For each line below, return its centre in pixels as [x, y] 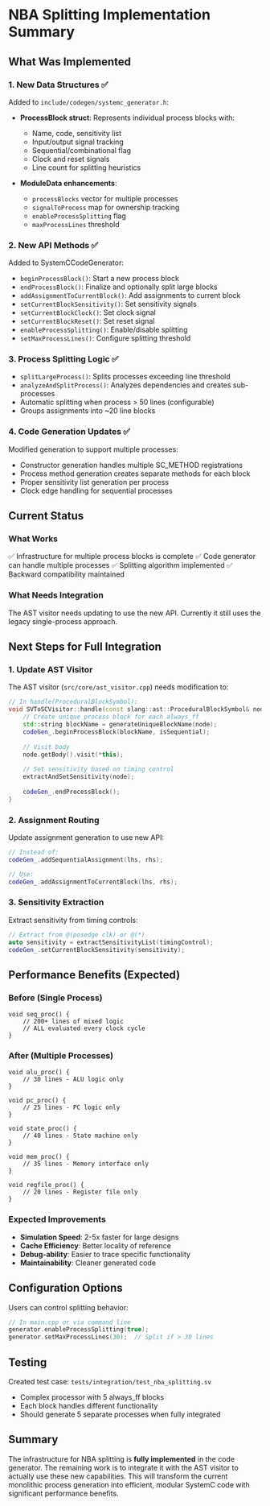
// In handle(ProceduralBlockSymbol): [73, 702]
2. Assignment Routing [54, 820]
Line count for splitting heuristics [86, 168]
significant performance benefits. [63, 1493]
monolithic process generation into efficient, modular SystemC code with [129, 1484]
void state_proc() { [43, 1129]
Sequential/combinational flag [81, 150]
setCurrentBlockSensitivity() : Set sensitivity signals [108, 304]
